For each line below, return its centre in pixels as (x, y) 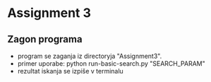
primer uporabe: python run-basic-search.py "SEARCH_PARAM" (111, 64)
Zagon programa (45, 39)
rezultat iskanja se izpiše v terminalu (70, 71)
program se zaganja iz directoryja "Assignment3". (90, 56)
